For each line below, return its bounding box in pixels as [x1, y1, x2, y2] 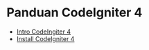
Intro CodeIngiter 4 [16, 27, 71, 36]
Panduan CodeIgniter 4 [6, 5, 143, 21]
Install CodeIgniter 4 [16, 34, 75, 42]
